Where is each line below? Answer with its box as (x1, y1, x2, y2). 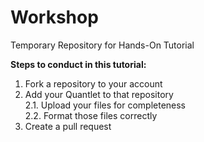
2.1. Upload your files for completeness (24, 99, 187, 111)
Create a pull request (24, 120, 112, 132)
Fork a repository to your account (24, 77, 163, 90)
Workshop (10, 6, 99, 29)
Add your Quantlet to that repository (24, 88, 174, 100)
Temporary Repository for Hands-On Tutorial (10, 39, 195, 51)
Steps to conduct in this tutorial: (10, 58, 147, 70)
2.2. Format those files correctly (24, 109, 158, 121)
